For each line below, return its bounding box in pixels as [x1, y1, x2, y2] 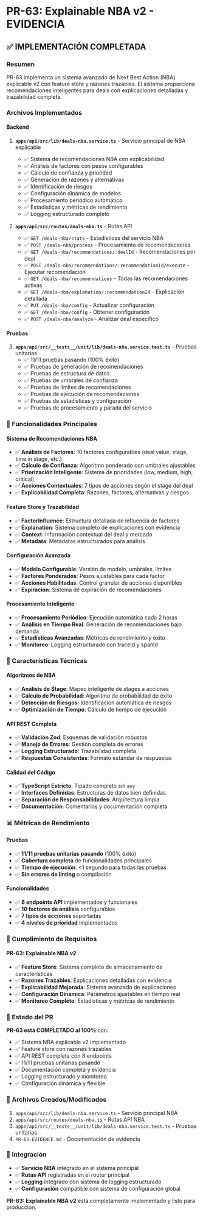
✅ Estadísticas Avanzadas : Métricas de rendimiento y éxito [15, 634, 165, 641]
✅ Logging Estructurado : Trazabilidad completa [15, 748, 137, 755]
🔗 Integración [6, 1150, 47, 1159]
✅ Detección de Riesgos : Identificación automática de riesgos [15, 699, 172, 706]
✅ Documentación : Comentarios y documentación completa [15, 803, 168, 810]
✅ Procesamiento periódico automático [24, 197, 123, 204]
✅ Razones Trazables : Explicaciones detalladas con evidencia [15, 977, 172, 984]
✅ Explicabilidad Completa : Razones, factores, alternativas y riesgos [15, 489, 190, 496]
